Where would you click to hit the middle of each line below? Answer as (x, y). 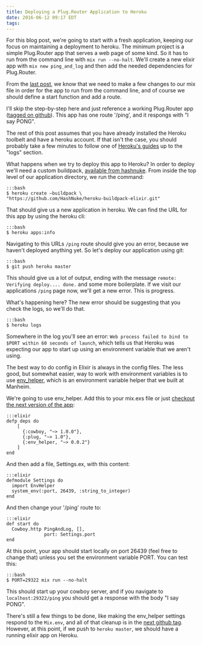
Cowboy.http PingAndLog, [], (48, 530)
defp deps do (23, 421)
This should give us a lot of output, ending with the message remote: (91, 278)
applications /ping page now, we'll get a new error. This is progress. (91, 291)
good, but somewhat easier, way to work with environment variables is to (97, 374)
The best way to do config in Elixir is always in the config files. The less (95, 368)
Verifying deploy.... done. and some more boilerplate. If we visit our (94, 284)
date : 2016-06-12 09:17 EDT (42, 18)
